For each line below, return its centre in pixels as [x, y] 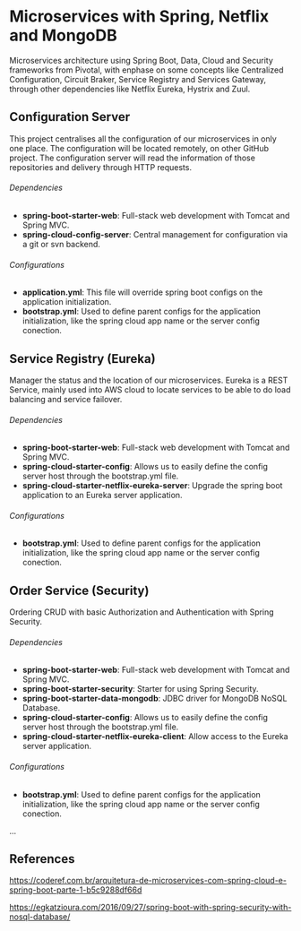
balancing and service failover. [66, 399]
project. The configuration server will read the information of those [132, 158]
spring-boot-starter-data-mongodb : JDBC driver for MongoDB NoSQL [155, 698]
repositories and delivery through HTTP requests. [101, 167]
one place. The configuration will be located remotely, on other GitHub [139, 148]
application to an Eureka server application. [102, 496]
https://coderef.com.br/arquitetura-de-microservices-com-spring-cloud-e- [148, 881]
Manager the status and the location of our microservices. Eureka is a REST [149, 380]
